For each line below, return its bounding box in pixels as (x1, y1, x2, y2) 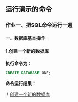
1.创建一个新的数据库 (5, 48, 49, 54)
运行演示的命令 (5, 5, 52, 14)
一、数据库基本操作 (5, 35, 46, 41)
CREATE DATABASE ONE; (5, 71, 51, 76)
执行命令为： (5, 60, 32, 67)
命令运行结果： (5, 80, 36, 86)
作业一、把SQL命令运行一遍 (5, 22, 73, 29)
